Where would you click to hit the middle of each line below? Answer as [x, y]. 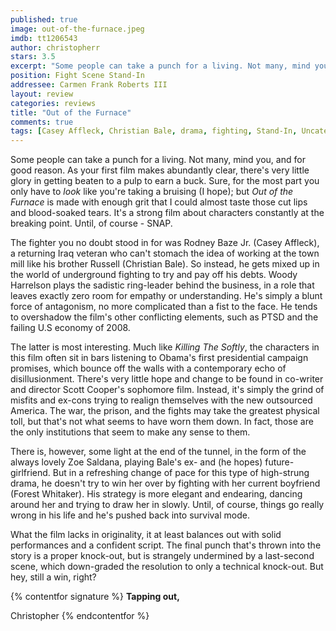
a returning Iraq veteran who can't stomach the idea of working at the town [165, 253]
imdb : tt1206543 [44, 38]
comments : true [42, 122]
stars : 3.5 [33, 57]
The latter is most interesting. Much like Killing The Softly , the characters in [165, 347]
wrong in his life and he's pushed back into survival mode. [130, 515]
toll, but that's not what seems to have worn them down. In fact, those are [162, 422]
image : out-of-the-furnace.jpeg [77, 29]
